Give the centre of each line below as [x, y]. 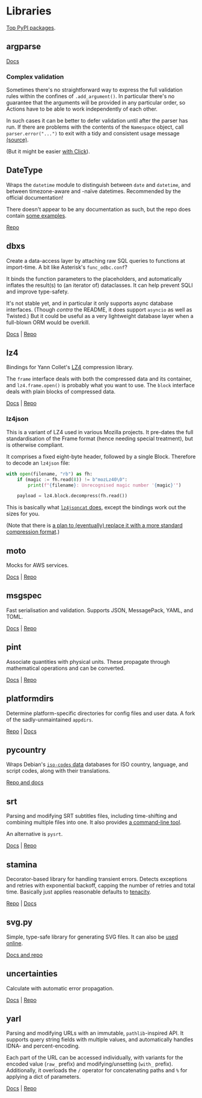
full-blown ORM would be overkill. [48, 322]
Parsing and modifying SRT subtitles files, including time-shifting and [92, 816]
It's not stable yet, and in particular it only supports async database [90, 303]
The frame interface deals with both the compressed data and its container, [99, 379]
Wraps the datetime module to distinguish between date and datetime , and [99, 185]
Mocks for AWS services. [38, 565]
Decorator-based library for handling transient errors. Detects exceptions [97, 879]
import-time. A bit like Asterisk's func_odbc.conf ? [67, 267]
